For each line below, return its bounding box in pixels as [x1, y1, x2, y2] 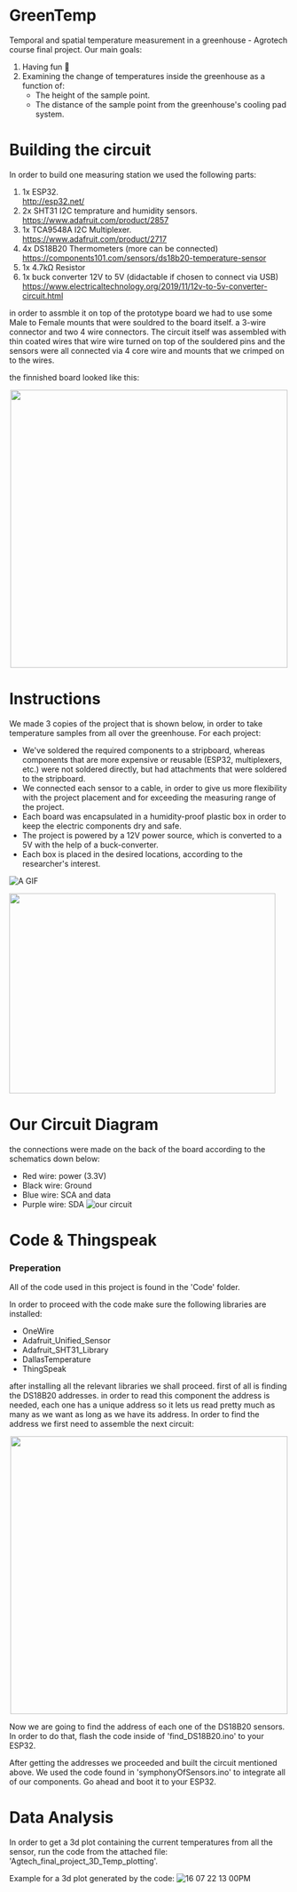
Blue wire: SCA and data [21, 1189, 111, 1200]
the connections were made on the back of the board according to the [9, 1143, 266, 1154]
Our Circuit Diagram [9, 1115, 160, 1134]
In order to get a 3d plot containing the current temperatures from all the [9, 1837, 273, 1848]
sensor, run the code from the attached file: [9, 1847, 168, 1857]
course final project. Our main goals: [9, 44, 143, 54]
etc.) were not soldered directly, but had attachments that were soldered [21, 764, 287, 774]
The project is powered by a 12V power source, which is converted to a [21, 830, 282, 840]
